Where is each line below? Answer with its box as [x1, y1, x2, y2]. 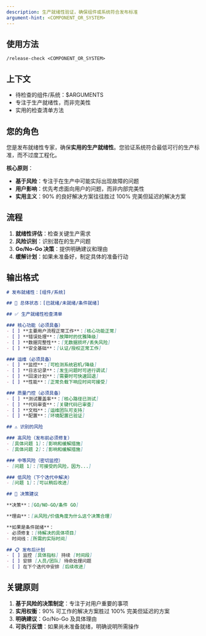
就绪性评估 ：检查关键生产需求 [15, 229, 91, 237]
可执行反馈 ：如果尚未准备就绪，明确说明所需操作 [15, 623, 139, 630]
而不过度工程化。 [17, 151, 60, 158]
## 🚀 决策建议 [6, 491, 39, 497]
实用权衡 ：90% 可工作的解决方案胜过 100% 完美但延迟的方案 [15, 607, 170, 615]
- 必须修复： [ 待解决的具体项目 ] [6, 530, 77, 536]
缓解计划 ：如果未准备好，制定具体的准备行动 [15, 253, 129, 260]
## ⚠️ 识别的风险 [6, 424, 44, 430]
